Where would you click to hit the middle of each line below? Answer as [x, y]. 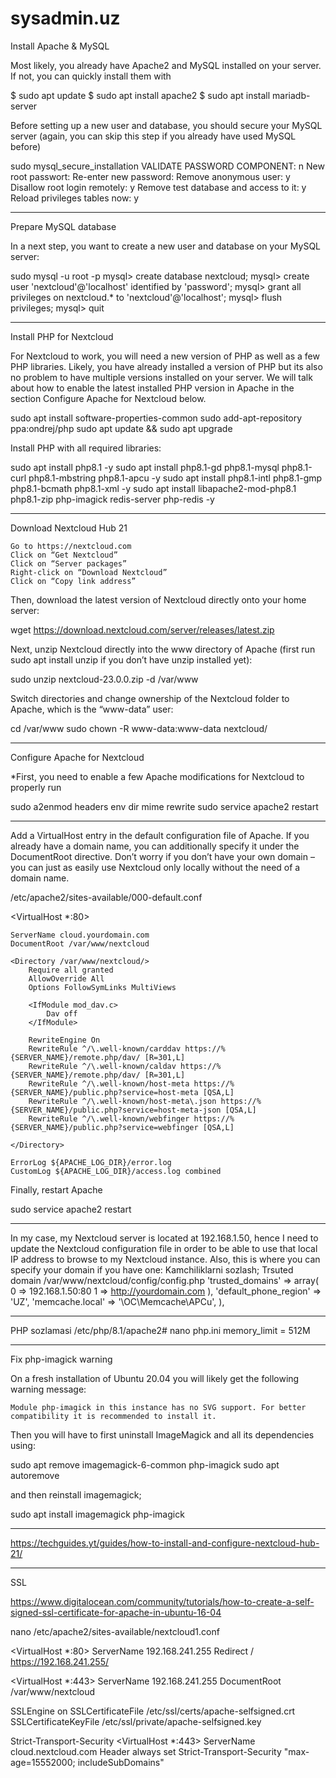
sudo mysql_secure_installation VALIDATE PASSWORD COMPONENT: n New [167, 166]
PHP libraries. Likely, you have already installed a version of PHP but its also [166, 366]
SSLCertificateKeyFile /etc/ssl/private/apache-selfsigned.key [136, 1721]
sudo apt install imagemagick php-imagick [97, 1514]
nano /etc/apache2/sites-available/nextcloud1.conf [115, 1631]
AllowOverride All [66, 978]
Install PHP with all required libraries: [86, 448]
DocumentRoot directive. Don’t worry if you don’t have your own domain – [162, 856]
